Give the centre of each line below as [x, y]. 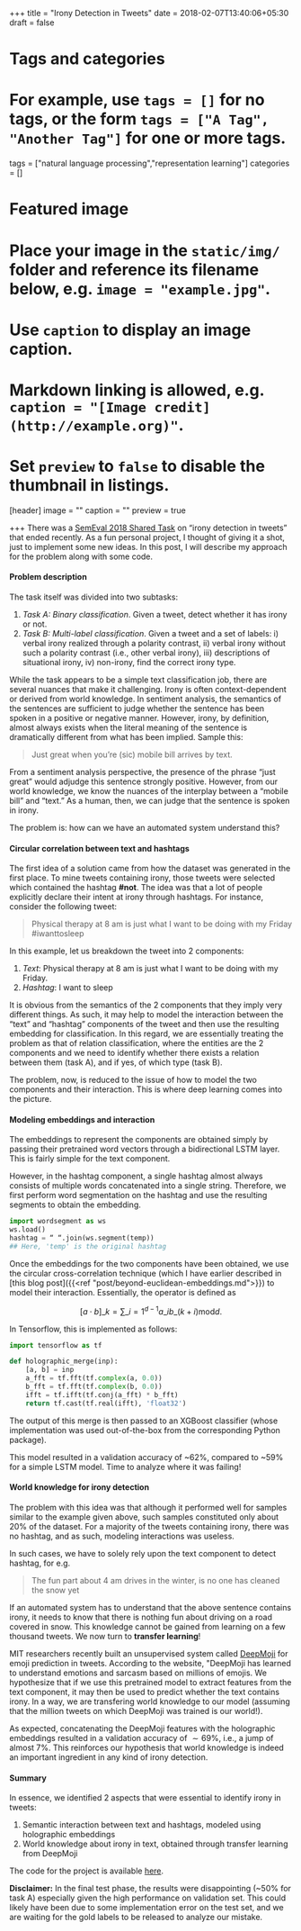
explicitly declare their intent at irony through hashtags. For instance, [136, 897]
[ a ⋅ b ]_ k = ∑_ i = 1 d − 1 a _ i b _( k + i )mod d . [151, 1311]
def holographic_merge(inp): [64, 1362]
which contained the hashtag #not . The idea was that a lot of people [136, 888]
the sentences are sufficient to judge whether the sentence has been [137, 708]
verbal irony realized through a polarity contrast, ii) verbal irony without [154, 644]
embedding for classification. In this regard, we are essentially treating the [146, 1033]
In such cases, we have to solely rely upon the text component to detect [143, 1553]
